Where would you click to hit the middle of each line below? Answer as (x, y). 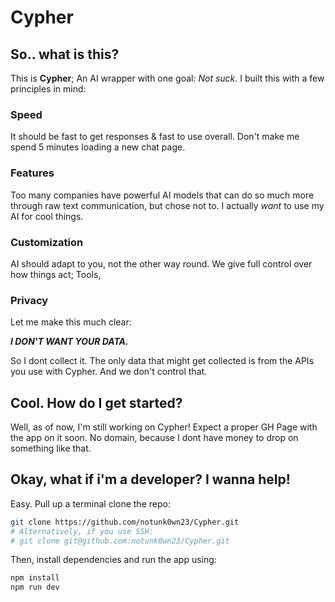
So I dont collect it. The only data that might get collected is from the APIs (162, 361)
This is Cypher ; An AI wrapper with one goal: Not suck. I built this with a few (167, 78)
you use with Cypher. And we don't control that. (109, 372)
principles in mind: (48, 89)
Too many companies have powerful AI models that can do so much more (162, 195)
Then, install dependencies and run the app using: (113, 560)
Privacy (29, 300)
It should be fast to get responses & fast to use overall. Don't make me (155, 137)
